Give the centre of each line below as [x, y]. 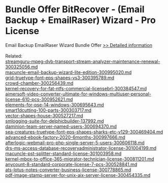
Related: [14, 56]
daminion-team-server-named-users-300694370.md [61, 126]
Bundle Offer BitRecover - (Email [75, 9]
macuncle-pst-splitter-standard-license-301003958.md [63, 153]
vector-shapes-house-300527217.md [44, 115]
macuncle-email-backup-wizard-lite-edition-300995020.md [69, 72]
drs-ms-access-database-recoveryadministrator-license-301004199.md [81, 148]
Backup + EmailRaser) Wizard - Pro [80, 20]
